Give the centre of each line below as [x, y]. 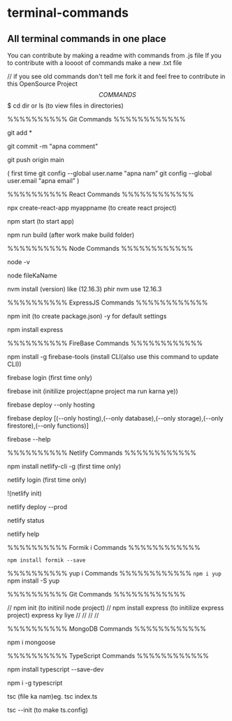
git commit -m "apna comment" [53, 146]
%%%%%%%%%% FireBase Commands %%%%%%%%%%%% [105, 343]
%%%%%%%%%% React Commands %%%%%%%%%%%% [101, 194]
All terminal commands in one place [87, 39]
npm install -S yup [34, 581]
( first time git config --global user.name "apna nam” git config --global [110, 173]
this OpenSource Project [43, 84]
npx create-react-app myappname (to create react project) [92, 208]
